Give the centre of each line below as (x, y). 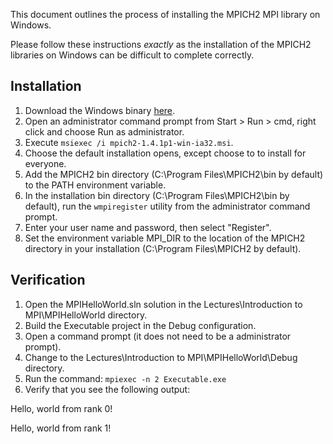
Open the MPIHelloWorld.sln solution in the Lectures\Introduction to (163, 304)
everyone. (45, 163)
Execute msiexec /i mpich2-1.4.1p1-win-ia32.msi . (129, 142)
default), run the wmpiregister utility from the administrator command (167, 206)
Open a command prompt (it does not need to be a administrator (158, 336)
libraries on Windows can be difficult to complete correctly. (132, 55)
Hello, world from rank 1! (61, 428)
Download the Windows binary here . (100, 110)
